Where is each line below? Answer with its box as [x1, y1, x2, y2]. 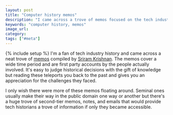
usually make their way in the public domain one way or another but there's [5, 93, 165, 99]
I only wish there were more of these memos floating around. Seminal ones [5, 87, 165, 93]
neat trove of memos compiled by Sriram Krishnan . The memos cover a [5, 55, 157, 62]
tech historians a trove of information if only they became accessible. [5, 104, 152, 110]
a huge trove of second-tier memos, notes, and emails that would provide [5, 98, 161, 104]
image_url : [5, 27, 29, 32]
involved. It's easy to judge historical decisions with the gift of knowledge [5, 66, 161, 72]
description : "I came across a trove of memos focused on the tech [5, 17, 153, 22]
